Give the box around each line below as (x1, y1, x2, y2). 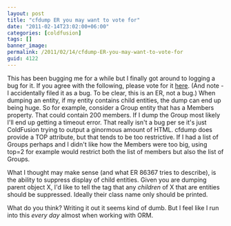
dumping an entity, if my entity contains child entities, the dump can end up (7, 96, 222, 104)
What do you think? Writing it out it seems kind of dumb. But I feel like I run (7, 203, 219, 211)
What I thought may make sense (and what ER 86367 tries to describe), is (7, 168, 217, 176)
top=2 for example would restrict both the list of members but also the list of (7, 147, 224, 156)
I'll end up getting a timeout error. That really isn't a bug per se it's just (7, 118, 207, 126)
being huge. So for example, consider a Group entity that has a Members (7, 103, 214, 111)
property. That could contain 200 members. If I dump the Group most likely (7, 111, 221, 119)
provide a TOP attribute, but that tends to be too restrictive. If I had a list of (7, 133, 219, 141)
